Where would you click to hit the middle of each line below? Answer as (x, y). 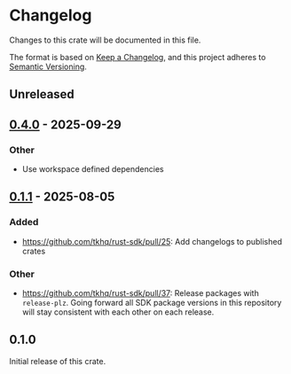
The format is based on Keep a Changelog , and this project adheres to (138, 57)
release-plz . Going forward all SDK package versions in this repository (152, 303)
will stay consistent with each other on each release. (118, 312)
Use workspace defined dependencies (93, 169)
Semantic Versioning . (48, 66)
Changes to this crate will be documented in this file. (105, 40)
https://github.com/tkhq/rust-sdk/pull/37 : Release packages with (140, 293)
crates (34, 251)
